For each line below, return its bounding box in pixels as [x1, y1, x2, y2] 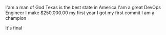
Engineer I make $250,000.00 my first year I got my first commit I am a [5, 10, 155, 16]
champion [5, 15, 27, 21]
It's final [5, 25, 23, 31]
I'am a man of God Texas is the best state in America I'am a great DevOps [5, 5, 161, 10]
